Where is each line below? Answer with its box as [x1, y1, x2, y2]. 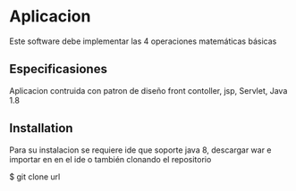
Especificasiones [9, 62, 107, 77]
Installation [9, 120, 73, 136]
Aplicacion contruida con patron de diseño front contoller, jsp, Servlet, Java [9, 85, 288, 95]
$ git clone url [9, 171, 61, 182]
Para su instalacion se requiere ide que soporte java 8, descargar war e [9, 145, 272, 155]
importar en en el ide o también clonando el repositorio [9, 154, 212, 164]
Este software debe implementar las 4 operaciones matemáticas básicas [9, 36, 277, 46]
